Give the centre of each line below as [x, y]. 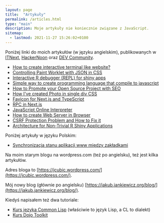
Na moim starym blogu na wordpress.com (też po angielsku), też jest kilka [82, 155]
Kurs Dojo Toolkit [30, 215]
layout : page [19, 10]
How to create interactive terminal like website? [61, 67]
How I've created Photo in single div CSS [55, 94]
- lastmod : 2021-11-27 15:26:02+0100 [49, 38]
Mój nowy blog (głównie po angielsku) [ [46, 185]
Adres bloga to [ [22, 170]
